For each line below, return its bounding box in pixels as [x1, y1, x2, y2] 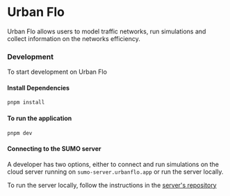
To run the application [7, 114, 72, 122]
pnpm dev [7, 129, 33, 136]
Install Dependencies [7, 83, 70, 92]
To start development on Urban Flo [7, 67, 108, 76]
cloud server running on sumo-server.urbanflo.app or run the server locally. [7, 168, 224, 176]
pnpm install [7, 99, 45, 106]
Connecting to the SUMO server [7, 144, 102, 153]
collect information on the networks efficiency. [7, 34, 140, 42]
